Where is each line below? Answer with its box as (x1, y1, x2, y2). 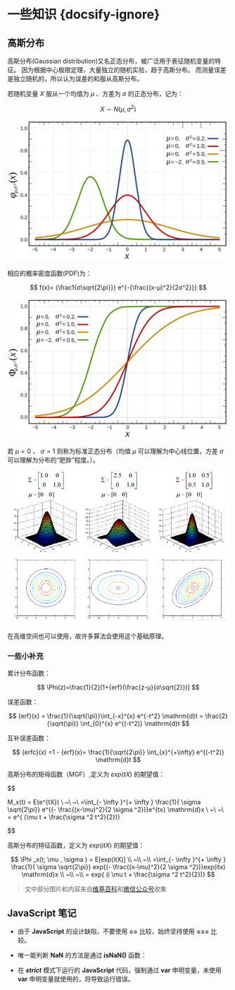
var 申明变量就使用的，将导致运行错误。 (17, 975, 134, 984)
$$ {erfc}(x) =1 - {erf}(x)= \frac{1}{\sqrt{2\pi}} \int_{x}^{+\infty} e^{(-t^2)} (12, 748, 224, 756)
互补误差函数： (7, 734, 51, 742)
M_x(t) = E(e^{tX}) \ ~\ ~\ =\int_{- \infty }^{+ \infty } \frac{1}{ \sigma (7, 797, 201, 806)
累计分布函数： (7, 669, 51, 677)
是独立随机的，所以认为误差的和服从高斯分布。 (7, 75, 143, 83)
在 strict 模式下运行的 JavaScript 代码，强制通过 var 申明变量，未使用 (17, 966, 222, 974)
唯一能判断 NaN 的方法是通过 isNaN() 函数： (17, 951, 147, 960)
